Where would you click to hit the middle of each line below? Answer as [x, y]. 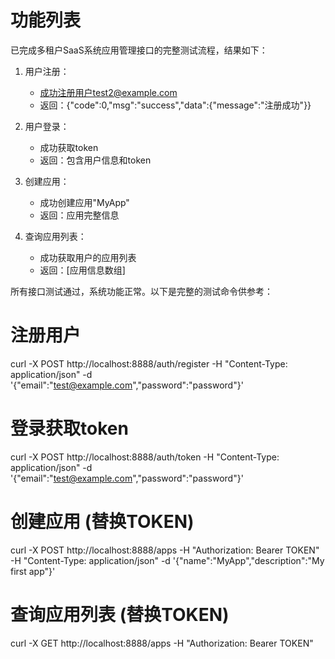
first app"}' [33, 571]
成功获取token [69, 147]
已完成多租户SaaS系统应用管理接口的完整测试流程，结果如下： [139, 50]
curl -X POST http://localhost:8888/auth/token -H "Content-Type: [145, 457]
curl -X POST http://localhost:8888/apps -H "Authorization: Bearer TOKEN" [165, 550]
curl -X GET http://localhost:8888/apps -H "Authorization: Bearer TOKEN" [162, 643]
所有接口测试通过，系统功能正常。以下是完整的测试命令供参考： [141, 291]
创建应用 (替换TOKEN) [102, 522]
